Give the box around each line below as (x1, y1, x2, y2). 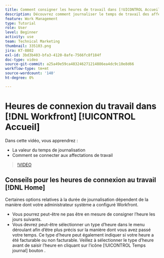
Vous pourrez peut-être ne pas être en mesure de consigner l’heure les (12, 211, 155, 217)
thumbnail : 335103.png (5, 43, 51, 48)
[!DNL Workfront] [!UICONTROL (5, 111, 136, 122)
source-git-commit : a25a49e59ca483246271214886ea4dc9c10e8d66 (5, 62, 134, 66)
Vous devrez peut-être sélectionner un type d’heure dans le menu (12, 221, 145, 227)
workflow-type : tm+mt (5, 66, 49, 71)
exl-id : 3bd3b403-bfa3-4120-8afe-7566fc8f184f (5, 52, 102, 58)
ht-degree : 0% (5, 75, 34, 80)
